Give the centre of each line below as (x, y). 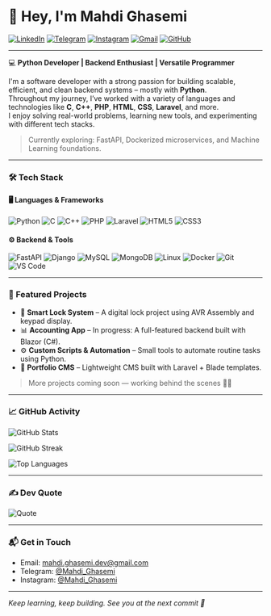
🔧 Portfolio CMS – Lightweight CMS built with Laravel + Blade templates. (141, 367)
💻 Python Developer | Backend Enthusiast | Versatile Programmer (122, 62)
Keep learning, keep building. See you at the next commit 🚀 (107, 603)
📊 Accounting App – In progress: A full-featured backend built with (133, 329)
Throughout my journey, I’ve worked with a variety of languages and (122, 98)
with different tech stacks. (52, 124)
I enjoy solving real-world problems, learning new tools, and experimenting (133, 115)
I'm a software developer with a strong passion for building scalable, (122, 81)
